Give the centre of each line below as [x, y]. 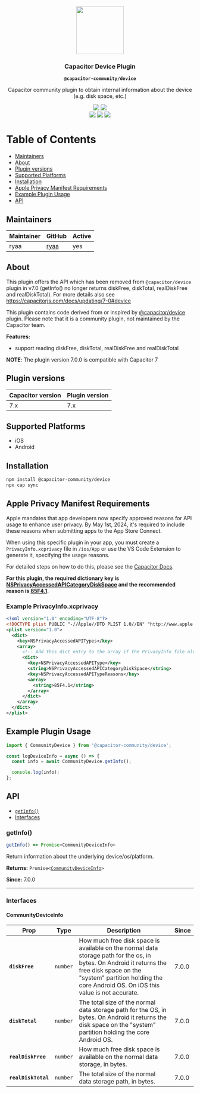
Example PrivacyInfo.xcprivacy [52, 606]
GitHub [57, 236]
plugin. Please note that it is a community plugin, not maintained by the [93, 319]
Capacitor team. [26, 325]
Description [124, 931]
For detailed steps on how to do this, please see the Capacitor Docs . [90, 566]
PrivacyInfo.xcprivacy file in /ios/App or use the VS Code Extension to [93, 548]
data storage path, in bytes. [117, 1082]
